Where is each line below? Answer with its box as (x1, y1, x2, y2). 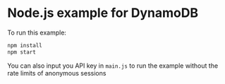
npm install (7, 42, 42, 49)
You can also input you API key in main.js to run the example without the (7, 61, 219, 70)
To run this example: (7, 28, 67, 37)
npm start (7, 48, 37, 56)
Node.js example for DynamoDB (7, 5, 199, 21)
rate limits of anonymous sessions (7, 68, 107, 77)
